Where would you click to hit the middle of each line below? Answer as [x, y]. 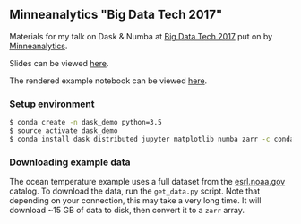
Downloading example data [70, 162]
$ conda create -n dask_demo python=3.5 [86, 123]
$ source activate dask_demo [64, 130]
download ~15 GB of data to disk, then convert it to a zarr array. [127, 211]
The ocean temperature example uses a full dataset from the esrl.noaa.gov [147, 182]
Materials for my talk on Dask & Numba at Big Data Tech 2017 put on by [141, 36]
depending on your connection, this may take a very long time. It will [135, 201]
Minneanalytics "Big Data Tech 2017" [116, 15]
